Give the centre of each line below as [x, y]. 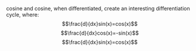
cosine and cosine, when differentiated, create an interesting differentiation [98, 8]
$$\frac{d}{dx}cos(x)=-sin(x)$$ [100, 33]
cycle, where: [23, 15]
